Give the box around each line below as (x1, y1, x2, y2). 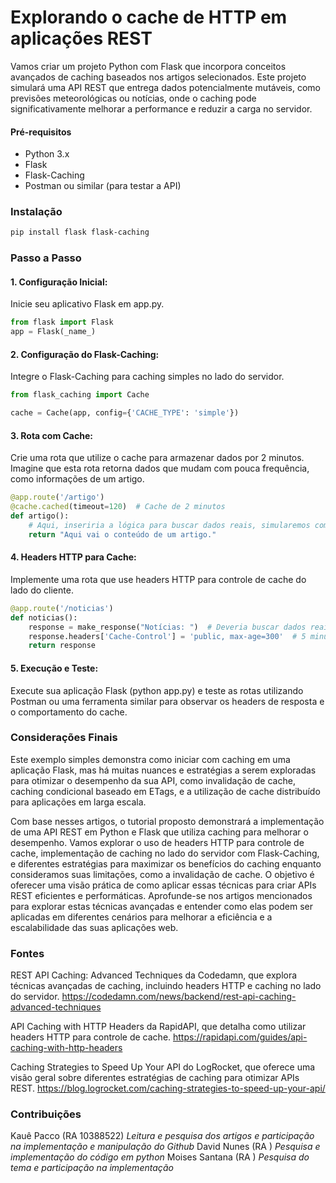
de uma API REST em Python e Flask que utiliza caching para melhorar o (10, 826, 309, 838)
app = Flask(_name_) (10, 327, 97, 337)
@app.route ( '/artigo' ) (10, 492, 105, 503)
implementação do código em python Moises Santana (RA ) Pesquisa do (10, 1151, 310, 1163)
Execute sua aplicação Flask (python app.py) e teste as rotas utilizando (10, 684, 304, 696)
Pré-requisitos (10, 126, 72, 138)
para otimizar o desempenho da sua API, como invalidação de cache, (10, 774, 296, 786)
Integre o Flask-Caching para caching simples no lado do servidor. (10, 371, 285, 383)
